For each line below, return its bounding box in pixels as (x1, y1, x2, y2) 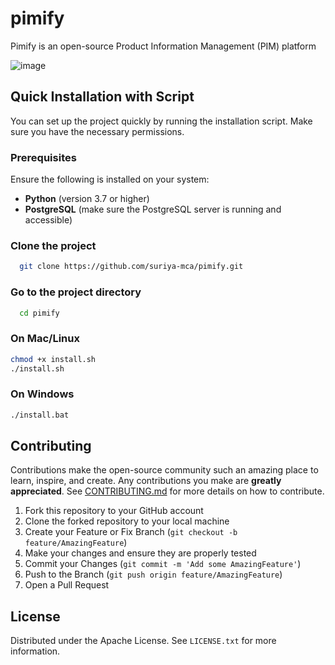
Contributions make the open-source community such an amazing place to (10, 464, 319, 476)
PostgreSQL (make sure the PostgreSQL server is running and (24, 203, 282, 216)
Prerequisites (10, 150, 77, 164)
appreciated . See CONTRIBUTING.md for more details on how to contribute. (10, 485, 325, 497)
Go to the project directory (10, 285, 142, 299)
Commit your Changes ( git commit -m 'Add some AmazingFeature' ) (24, 558, 302, 570)
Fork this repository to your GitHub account (24, 505, 204, 517)
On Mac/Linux (10, 332, 80, 346)
